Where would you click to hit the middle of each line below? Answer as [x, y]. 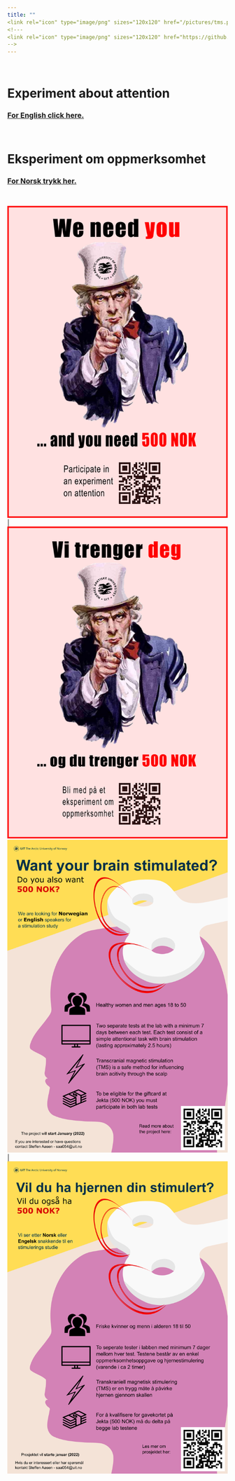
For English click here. [46, 116]
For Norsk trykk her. [42, 181]
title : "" [22, 15]
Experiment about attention [88, 94]
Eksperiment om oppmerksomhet [107, 159]
